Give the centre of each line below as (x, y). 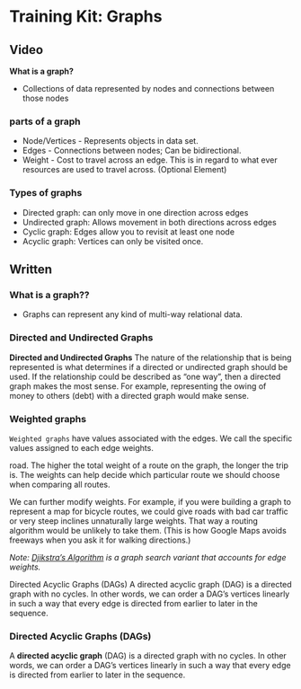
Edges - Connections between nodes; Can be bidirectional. (132, 151)
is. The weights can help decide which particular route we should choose (145, 474)
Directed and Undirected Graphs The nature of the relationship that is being (150, 358)
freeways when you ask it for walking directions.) (100, 540)
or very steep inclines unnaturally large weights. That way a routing (134, 521)
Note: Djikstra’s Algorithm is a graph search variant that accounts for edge (148, 557)
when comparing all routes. (60, 484)
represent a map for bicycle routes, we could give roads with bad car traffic (149, 511)
